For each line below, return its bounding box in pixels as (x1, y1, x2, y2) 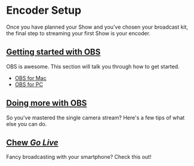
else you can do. (6, 120, 47, 127)
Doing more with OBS (6, 98, 87, 108)
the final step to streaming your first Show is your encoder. (6, 29, 151, 36)
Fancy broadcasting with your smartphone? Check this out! (6, 153, 152, 161)
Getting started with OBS (6, 47, 101, 57)
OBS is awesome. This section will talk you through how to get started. (6, 63, 180, 70)
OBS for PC (14, 81, 44, 88)
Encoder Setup (6, 4, 82, 17)
